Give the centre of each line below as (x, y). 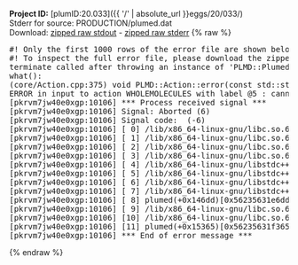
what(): (26, 76)
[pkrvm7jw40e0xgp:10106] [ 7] (75, 191)
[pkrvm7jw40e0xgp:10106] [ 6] (75, 182)
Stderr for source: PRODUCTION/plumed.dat (91, 23)
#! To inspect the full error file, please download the (136, 58)
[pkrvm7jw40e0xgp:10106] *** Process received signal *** (138, 102)
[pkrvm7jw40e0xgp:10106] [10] (75, 218)
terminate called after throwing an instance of (117, 67)
